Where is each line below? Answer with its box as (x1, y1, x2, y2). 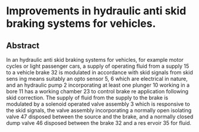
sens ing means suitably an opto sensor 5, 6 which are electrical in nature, (6, 76, 188, 82)
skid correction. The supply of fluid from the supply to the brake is (6, 94, 168, 101)
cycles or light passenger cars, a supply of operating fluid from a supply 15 (6, 62, 189, 70)
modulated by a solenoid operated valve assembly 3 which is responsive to (6, 100, 190, 108)
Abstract (6, 40, 40, 51)
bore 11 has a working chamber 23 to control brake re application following (6, 88, 189, 95)
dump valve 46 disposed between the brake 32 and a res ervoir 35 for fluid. (6, 120, 192, 126)
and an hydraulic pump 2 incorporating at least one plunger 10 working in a (6, 81, 190, 89)
